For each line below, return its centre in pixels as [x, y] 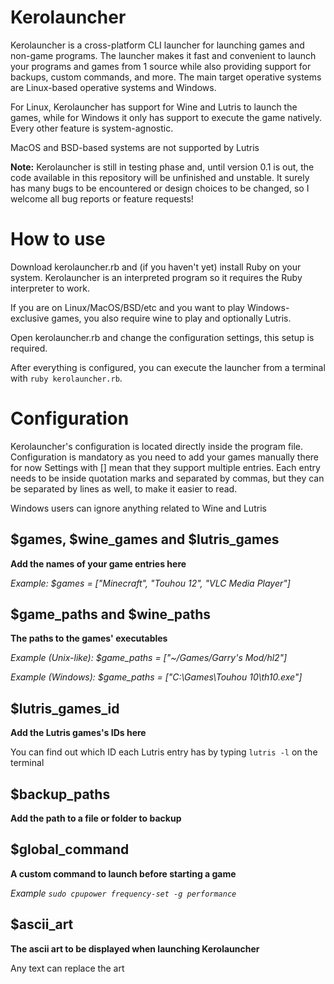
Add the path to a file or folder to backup [96, 818]
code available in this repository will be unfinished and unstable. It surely [160, 177]
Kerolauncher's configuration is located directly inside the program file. [157, 446]
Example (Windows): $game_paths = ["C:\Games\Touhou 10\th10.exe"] [156, 677]
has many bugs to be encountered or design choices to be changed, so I [160, 188]
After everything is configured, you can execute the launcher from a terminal [168, 367]
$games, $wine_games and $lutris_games [145, 539]
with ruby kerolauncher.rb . [66, 378]
